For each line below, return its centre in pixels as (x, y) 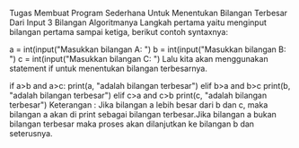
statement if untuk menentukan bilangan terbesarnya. (109, 68)
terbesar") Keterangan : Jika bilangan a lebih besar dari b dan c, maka (139, 105)
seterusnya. (31, 133)
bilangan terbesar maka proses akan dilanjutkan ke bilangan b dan (132, 124)
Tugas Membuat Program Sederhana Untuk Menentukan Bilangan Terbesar (149, 13)
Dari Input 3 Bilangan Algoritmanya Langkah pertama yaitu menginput (138, 22)
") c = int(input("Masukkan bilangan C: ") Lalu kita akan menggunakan (139, 59)
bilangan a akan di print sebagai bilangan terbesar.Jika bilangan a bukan (143, 114)
